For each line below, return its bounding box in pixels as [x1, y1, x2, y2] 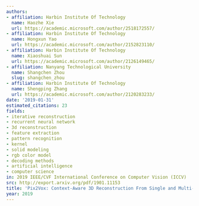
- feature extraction [6, 130, 60, 137]
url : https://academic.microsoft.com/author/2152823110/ [11, 42, 155, 48]
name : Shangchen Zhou [11, 69, 65, 75]
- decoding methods [6, 158, 54, 164]
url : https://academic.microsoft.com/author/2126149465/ [11, 58, 155, 64]
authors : [6, 8, 28, 15]
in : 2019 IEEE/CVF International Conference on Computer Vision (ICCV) [6, 175, 187, 180]
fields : [6, 108, 25, 114]
